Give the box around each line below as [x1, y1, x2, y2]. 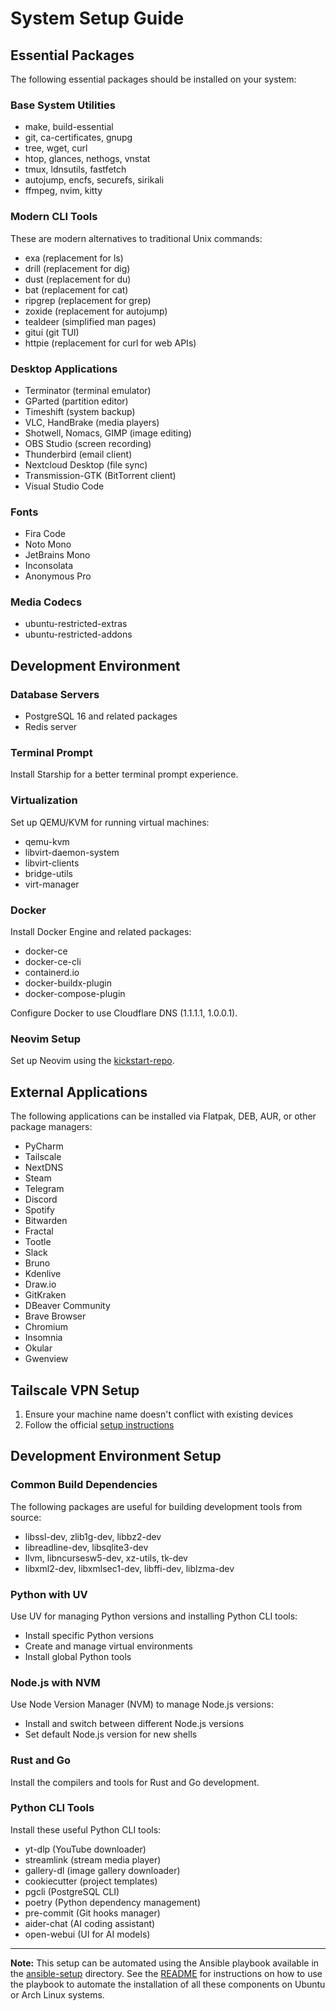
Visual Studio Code [24, 480, 105, 492]
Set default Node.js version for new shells [24, 1728, 198, 1741]
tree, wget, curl [24, 142, 88, 154]
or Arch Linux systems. [10, 1988, 105, 2001]
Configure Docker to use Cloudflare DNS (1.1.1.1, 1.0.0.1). [10, 1007, 238, 1019]
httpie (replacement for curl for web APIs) [24, 337, 197, 349]
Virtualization [10, 793, 78, 807]
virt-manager [24, 878, 80, 890]
